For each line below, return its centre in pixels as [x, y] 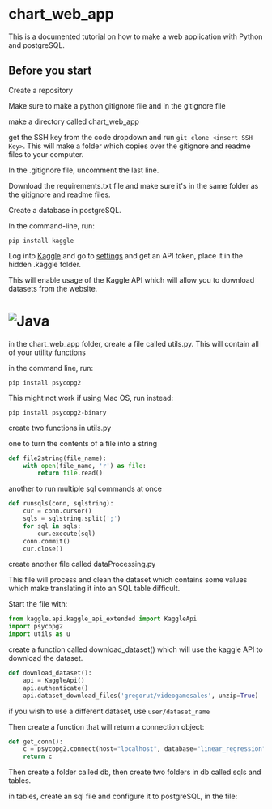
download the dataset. [46, 658]
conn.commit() [47, 541]
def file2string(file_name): [57, 458]
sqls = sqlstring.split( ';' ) [72, 519]
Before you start [50, 71]
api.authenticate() [56, 688]
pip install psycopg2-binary [57, 413]
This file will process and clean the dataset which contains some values [128, 580]
